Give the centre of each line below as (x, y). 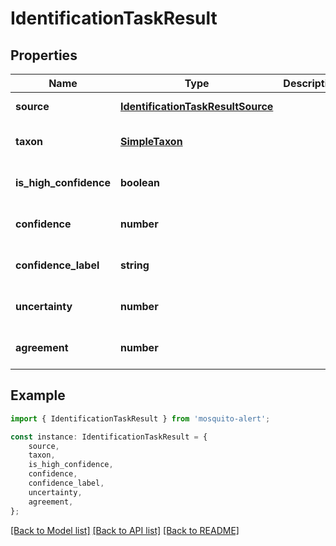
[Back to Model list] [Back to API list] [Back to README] (125, 530)
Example (38, 395)
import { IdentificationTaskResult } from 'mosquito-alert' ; (140, 418)
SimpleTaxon (151, 141)
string (134, 265)
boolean (139, 182)
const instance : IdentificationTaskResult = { (109, 437)
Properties (44, 55)
